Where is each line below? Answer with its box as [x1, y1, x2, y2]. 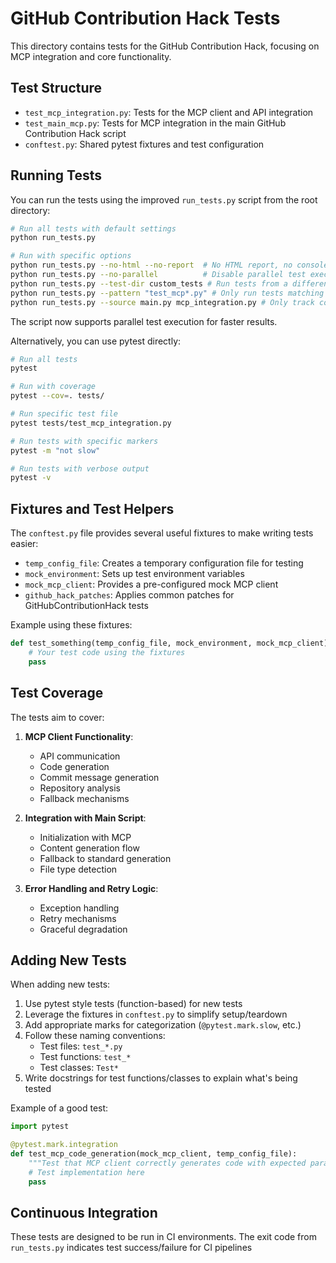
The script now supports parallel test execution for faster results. [10, 315, 278, 327]
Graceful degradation [39, 923, 128, 935]
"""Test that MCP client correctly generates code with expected [28, 1158, 307, 1168]
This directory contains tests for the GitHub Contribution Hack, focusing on [10, 40, 320, 52]
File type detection [39, 863, 118, 875]
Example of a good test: [10, 1102, 109, 1114]
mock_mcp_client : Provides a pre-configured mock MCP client [24, 578, 279, 591]
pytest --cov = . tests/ [10, 391, 105, 401]
